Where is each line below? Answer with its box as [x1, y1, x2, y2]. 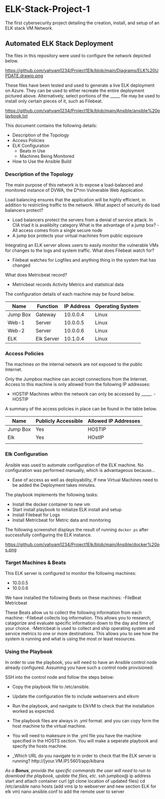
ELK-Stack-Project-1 [5, 3, 90, 15]
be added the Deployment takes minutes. [12, 482, 96, 488]
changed [12, 262, 31, 268]
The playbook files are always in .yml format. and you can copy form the [12, 718, 159, 724]
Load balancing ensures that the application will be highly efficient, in [5, 197, 146, 203]
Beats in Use [19, 147, 46, 154]
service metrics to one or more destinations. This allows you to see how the [5, 630, 159, 636]
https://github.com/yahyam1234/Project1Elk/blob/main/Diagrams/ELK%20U [5, 67, 159, 73]
